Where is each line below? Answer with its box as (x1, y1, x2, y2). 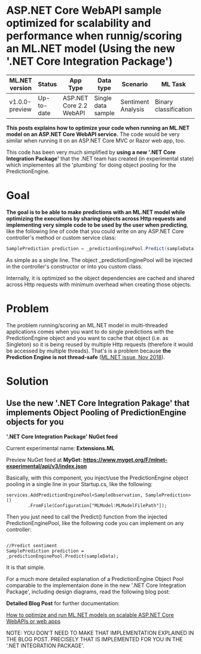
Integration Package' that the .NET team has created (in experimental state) (6, 155, 194, 162)
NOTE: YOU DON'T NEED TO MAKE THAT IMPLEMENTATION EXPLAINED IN (6, 629, 194, 636)
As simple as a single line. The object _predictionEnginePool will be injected (6, 256, 193, 264)
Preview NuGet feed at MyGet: (6, 456, 83, 463)
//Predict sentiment (6, 543, 58, 548)
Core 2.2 (62, 101, 88, 110)
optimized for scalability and (6, 16, 151, 30)
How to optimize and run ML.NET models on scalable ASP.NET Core (6, 611, 175, 618)
